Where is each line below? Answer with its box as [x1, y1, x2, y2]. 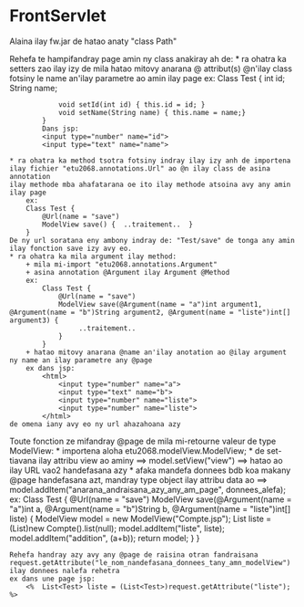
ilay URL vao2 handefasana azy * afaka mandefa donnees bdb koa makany [9, 465, 291, 476]
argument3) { [9, 316, 59, 325]
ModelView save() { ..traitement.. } [42, 220, 194, 229]
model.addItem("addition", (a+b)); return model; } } [9, 532, 200, 543]
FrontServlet [9, 5, 106, 26]
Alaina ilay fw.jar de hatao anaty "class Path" [9, 36, 177, 47]
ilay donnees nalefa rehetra [9, 566, 120, 575]
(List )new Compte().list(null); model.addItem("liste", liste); [9, 522, 225, 534]
